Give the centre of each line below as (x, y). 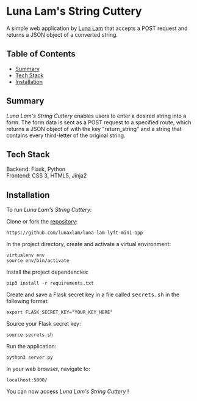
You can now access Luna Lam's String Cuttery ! (68, 392)
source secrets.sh (30, 335)
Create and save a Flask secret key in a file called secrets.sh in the (93, 294)
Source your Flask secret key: (44, 324)
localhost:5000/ (27, 380)
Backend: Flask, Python (36, 169)
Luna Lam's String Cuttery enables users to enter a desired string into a (96, 116)
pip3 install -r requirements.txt (50, 283)
